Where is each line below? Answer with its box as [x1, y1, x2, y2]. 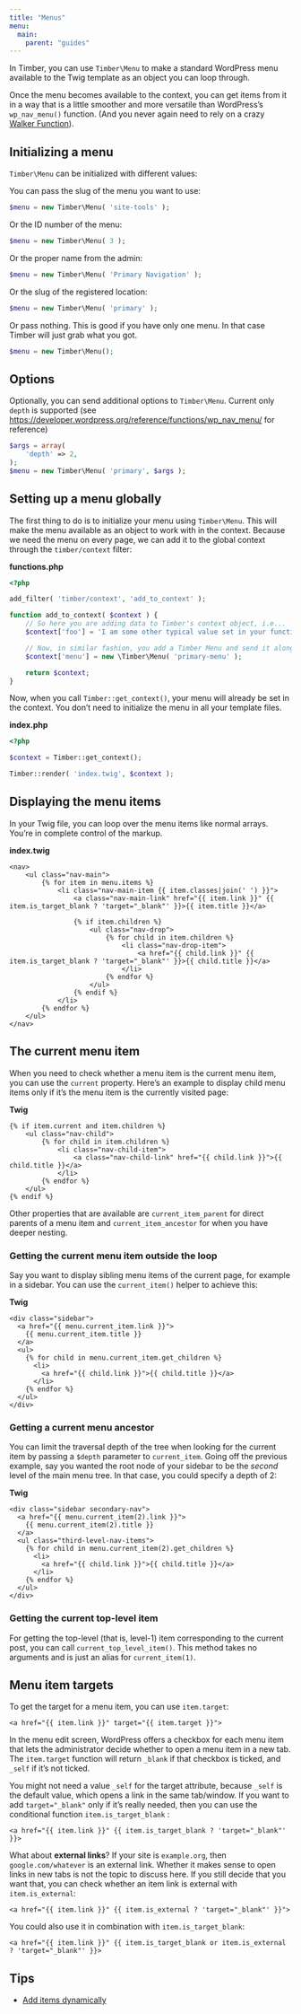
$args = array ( [9, 442, 66, 451]
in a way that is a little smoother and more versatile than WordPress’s [9, 100, 264, 110]
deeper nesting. [9, 1227, 68, 1238]
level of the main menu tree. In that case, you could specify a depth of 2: [9, 1470, 278, 1481]
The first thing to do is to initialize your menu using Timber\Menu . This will [9, 515, 278, 526]
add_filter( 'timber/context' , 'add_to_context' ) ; [9, 594, 206, 604]
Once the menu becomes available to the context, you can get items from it [9, 90, 288, 101]
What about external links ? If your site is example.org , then [9, 1850, 227, 1861]
